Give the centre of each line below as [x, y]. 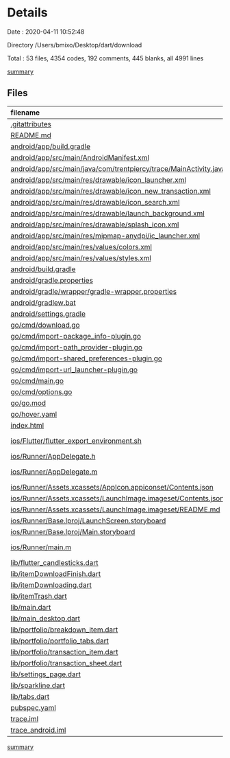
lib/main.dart [31, 607]
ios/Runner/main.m [41, 547]
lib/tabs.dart [30, 696]
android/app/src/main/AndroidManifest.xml [80, 157]
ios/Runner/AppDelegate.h [53, 456]
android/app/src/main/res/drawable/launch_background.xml [108, 213]
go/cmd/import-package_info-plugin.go [76, 336]
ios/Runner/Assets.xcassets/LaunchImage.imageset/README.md [115, 509]
